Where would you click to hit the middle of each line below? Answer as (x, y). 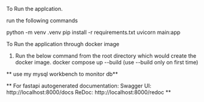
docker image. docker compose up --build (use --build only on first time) (107, 62)
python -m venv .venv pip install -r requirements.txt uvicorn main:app (93, 32)
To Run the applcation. (34, 9)
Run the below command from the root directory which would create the (106, 56)
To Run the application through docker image (63, 44)
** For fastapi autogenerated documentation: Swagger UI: (79, 86)
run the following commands (42, 20)
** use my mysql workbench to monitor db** (62, 74)
